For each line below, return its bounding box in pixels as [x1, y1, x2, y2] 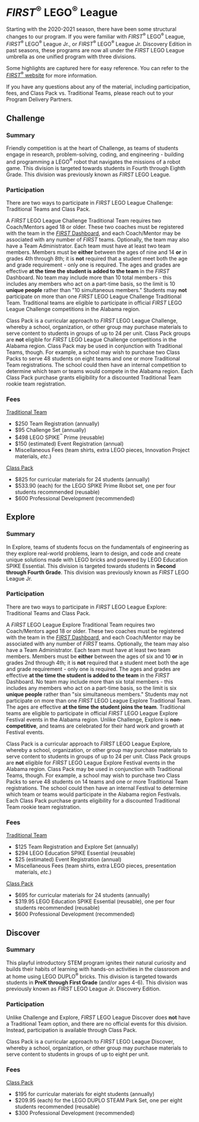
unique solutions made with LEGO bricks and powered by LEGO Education [6, 556, 188, 563]
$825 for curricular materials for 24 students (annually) [14, 475, 150, 482]
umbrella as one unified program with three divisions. [6, 53, 137, 60]
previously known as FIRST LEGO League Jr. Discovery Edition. [6, 985, 161, 992]
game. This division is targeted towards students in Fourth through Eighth [6, 164, 186, 171]
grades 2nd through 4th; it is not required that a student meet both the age [6, 659, 189, 666]
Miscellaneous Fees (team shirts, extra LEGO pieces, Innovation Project [14, 446, 190, 453]
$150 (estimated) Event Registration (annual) [14, 440, 124, 447]
